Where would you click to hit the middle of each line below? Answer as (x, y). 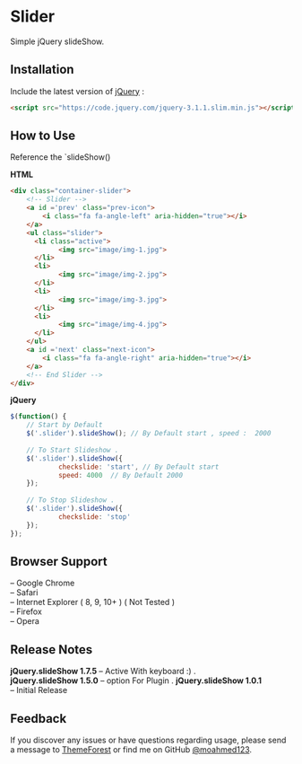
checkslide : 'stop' (94, 517)
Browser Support (59, 562)
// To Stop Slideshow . (71, 500)
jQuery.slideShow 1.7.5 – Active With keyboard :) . (103, 672)
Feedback (39, 719)
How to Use (43, 136)
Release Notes (52, 650)
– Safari (24, 593)
